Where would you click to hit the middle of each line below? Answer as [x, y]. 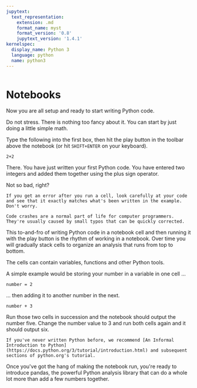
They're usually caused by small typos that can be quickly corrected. [95, 222]
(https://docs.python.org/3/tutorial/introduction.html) [77, 350]
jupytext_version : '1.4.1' [50, 39]
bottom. [16, 251]
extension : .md [35, 22]
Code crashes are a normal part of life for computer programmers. [90, 217]
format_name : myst [39, 28]
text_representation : [38, 17]
